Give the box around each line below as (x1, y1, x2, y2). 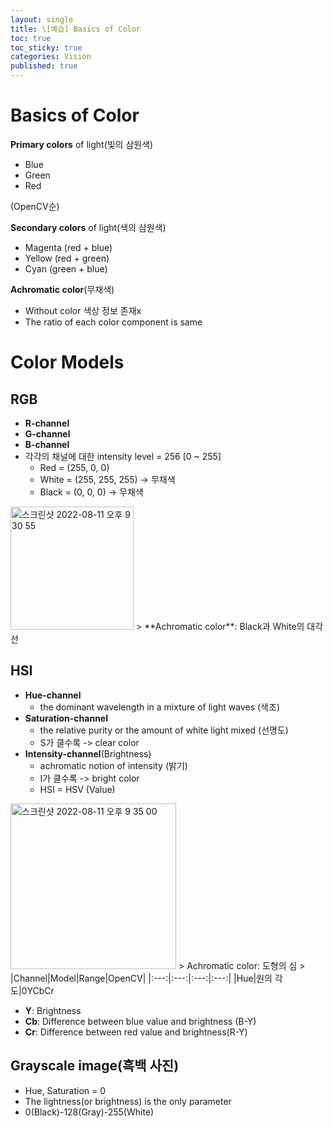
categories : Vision (10, 52, 92, 62)
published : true (10, 61, 78, 71)
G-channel (24, 427, 71, 440)
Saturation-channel (24, 712, 108, 724)
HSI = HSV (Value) (39, 783, 116, 795)
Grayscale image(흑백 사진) (10, 1057, 180, 1075)
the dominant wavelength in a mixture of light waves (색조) (39, 701, 280, 713)
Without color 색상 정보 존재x (24, 304, 142, 316)
